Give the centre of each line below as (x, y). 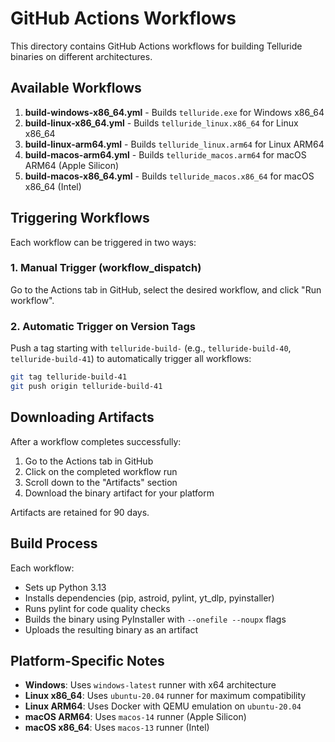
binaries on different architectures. (81, 56)
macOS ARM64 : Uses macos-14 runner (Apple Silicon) (135, 717)
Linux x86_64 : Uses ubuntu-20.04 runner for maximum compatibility (165, 696)
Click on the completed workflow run (101, 471)
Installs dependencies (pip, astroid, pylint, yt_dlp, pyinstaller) (149, 598)
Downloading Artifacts (82, 417)
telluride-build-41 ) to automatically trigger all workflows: (131, 359)
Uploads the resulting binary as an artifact (111, 629)
